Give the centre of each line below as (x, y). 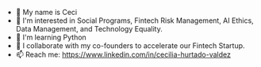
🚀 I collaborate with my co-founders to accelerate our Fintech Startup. (130, 46)
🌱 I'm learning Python (51, 37)
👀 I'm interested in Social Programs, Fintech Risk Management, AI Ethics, (134, 20)
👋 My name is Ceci (46, 12)
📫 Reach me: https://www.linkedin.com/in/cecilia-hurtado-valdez (123, 54)
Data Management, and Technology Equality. (89, 29)
